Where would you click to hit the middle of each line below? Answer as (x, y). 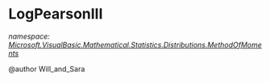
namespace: (29, 36)
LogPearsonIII (56, 14)
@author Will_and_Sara (47, 68)
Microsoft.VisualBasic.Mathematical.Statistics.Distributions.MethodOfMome (135, 44)
